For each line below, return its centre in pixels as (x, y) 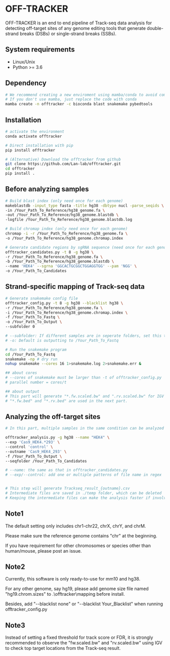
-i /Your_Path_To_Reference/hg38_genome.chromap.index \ (67, 313)
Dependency (26, 83)
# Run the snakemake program (36, 350)
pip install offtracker (30, 150)
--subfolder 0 (20, 327)
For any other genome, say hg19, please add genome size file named (77, 589)
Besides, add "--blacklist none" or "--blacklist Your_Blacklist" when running (84, 604)
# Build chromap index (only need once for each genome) (67, 229)
